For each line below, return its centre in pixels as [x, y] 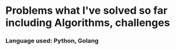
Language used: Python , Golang [52, 41]
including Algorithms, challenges [88, 23]
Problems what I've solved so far [87, 11]
